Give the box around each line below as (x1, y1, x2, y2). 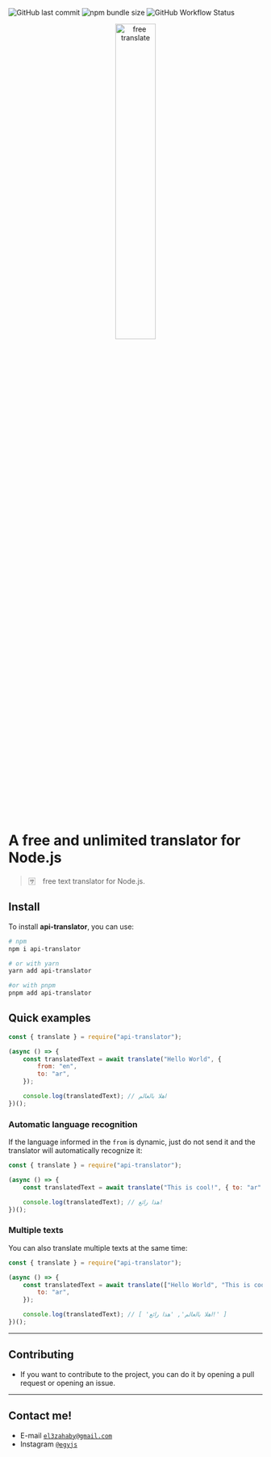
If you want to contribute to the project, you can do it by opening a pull (19, 1369, 255, 1379)
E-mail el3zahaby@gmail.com (19, 1430, 113, 1440)
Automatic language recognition (8, 1118, 138, 1130)
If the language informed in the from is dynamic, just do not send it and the (8, 1137, 256, 1147)
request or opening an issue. (19, 1378, 115, 1387)
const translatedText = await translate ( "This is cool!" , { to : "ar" (23, 1183, 262, 1192)
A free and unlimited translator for (8, 831, 241, 850)
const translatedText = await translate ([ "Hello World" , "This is (23, 1281, 251, 1289)
